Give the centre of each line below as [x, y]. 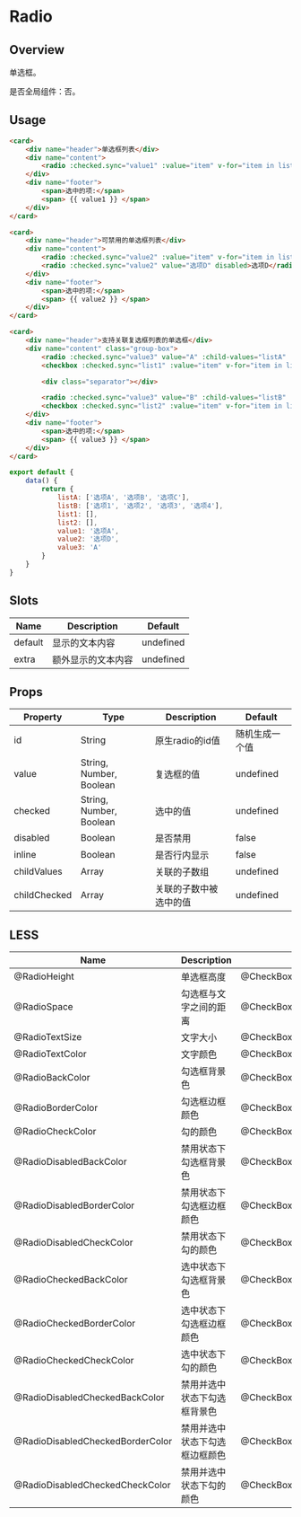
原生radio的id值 [188, 741]
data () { [42, 481]
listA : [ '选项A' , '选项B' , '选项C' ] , [124, 498]
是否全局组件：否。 [45, 91]
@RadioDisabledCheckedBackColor [89, 1398]
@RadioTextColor [50, 1054]
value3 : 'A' [79, 548]
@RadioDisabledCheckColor [73, 1243]
